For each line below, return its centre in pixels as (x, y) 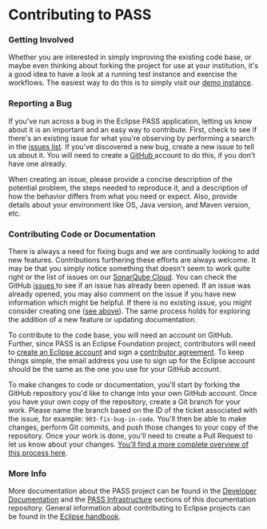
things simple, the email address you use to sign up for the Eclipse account (132, 361)
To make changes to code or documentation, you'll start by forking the (124, 385)
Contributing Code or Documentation (82, 234)
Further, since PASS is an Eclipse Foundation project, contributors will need (132, 344)
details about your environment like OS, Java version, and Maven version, (129, 204)
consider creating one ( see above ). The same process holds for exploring (129, 311)
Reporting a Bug (40, 103)
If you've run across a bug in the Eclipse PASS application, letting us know (130, 121)
